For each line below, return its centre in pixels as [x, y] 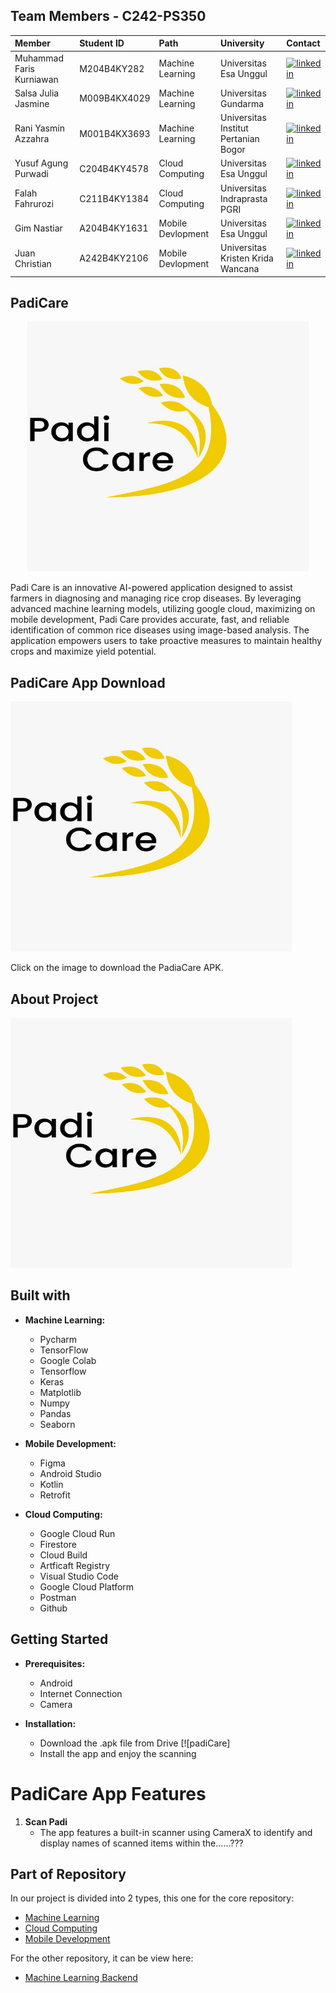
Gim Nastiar [38, 228]
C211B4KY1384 [114, 198]
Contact [303, 43]
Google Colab [68, 1360]
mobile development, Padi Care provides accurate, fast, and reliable [150, 620]
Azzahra [32, 139]
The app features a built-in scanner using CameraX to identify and [176, 1832]
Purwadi [31, 174]
